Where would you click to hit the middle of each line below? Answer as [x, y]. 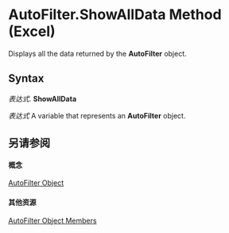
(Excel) [32, 31]
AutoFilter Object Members [52, 220]
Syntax [26, 78]
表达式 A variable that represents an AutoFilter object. [97, 115]
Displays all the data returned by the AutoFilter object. [97, 53]
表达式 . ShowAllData [43, 99]
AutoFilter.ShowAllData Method [115, 15]
